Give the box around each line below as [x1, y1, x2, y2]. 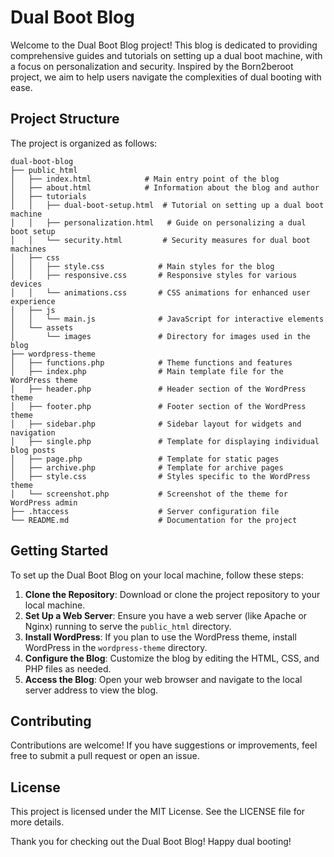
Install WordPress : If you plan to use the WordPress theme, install [24, 631, 297, 643]
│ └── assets [10, 322, 74, 333]
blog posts [10, 445, 56, 455]
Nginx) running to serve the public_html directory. [24, 620, 232, 632]
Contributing [10, 712, 92, 730]
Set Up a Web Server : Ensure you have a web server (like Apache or [24, 609, 308, 621]
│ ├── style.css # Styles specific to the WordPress [10, 471, 311, 481]
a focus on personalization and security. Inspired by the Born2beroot [10, 60, 294, 72]
